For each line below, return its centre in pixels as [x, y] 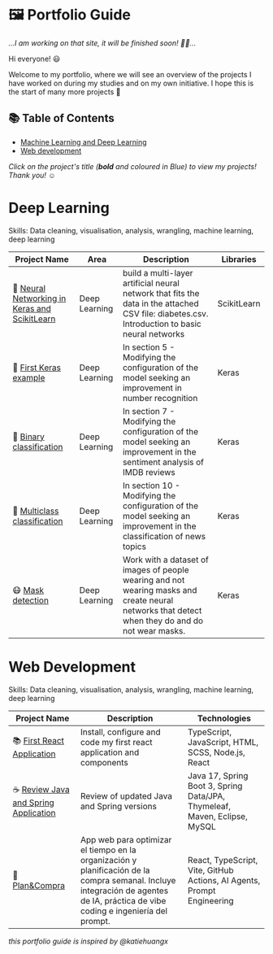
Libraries [239, 259]
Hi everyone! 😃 [35, 59]
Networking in [39, 298]
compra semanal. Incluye [128, 880]
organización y [108, 860]
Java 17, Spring [218, 775]
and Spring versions [118, 806]
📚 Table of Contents [62, 118]
